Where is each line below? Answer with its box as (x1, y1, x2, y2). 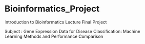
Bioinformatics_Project (4, 3, 100, 14)
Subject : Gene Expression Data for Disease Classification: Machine (4, 28, 141, 34)
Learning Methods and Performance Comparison (4, 33, 104, 39)
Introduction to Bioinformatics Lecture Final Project (4, 19, 107, 25)
